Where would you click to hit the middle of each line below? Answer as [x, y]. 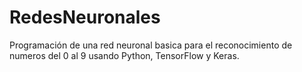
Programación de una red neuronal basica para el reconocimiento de [151, 45]
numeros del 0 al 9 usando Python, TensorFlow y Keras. [124, 55]
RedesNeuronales [85, 17]
